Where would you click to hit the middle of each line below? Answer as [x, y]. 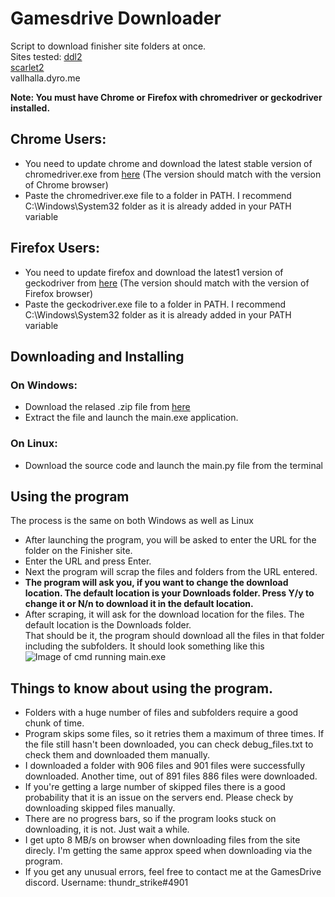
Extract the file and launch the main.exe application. [131, 418]
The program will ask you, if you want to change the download [156, 583]
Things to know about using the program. [142, 688]
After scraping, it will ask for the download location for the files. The [164, 614]
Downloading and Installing [97, 356]
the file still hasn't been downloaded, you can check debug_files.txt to [169, 744]
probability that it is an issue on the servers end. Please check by [159, 798]
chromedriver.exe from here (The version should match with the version [173, 174]
